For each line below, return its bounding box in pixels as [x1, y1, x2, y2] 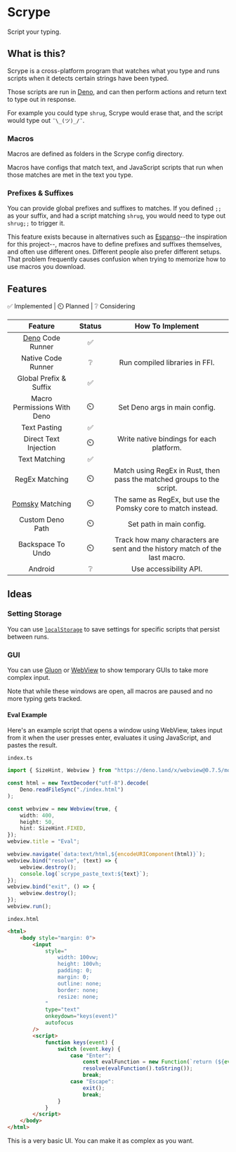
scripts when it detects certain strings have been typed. [7, 74, 169, 82]
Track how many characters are [114, 535, 219, 545]
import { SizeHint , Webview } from [7, 767, 112, 774]
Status [79, 321, 102, 331]
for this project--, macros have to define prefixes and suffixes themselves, [7, 240, 223, 249]
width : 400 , [20, 812, 55, 819]
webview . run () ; [7, 903, 52, 910]
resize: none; [57, 993, 99, 1000]
